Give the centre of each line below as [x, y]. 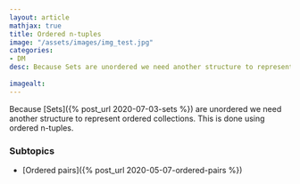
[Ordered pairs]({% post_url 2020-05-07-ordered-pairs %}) [132, 170]
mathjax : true [36, 26]
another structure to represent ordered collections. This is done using [137, 118]
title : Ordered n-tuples [55, 34]
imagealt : [28, 84]
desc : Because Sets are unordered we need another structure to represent [151, 68]
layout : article [39, 17]
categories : [31, 51]
